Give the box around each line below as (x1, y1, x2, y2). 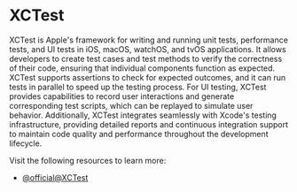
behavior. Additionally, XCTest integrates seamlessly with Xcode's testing (9, 110, 277, 120)
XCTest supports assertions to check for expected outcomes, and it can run (9, 72, 286, 82)
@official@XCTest (21, 172, 89, 182)
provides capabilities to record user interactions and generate (9, 90, 235, 102)
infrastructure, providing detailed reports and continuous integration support (9, 119, 289, 129)
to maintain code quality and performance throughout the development (9, 128, 269, 139)
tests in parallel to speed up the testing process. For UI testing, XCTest (9, 81, 267, 92)
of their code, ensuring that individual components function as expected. (9, 63, 276, 73)
